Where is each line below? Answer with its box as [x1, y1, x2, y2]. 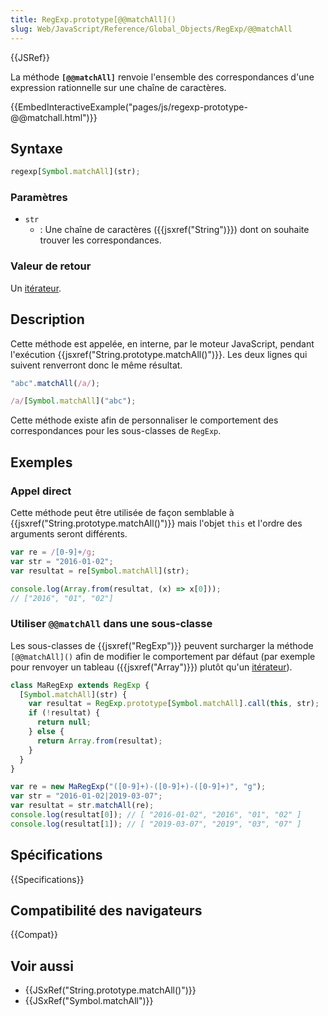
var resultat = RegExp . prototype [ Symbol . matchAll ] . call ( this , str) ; [28, 699, 320, 709]
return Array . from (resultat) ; [36, 736, 163, 746]
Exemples [10, 454, 73, 471]
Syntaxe [10, 140, 63, 157]
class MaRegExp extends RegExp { [10, 680, 150, 690]
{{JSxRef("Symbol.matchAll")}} [24, 995, 154, 1007]
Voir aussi [10, 957, 74, 975]
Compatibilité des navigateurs [10, 902, 203, 920]
